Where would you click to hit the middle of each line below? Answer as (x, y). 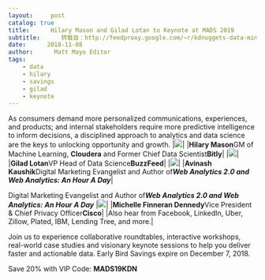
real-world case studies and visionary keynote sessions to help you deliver (129, 245)
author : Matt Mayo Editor (60, 52)
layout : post (37, 15)
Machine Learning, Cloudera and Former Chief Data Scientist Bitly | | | (123, 154)
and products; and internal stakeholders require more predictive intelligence (131, 127)
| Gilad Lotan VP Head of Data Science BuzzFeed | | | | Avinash (110, 163)
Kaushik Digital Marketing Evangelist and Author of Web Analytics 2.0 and (129, 172)
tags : (17, 60)
